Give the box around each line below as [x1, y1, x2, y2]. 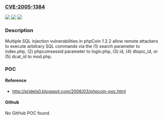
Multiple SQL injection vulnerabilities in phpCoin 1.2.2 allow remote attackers [5, 38, 158, 44]
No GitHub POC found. [5, 110, 51, 116]
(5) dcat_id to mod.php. [5, 53, 52, 59]
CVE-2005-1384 [5, 3, 45, 10]
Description [5, 27, 34, 34]
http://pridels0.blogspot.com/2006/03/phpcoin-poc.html [12, 88, 126, 94]
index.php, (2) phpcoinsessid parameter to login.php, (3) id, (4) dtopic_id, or [5, 48, 158, 54]
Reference [5, 77, 27, 83]
